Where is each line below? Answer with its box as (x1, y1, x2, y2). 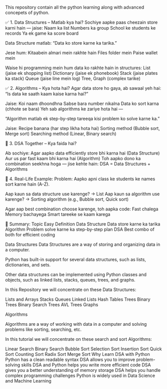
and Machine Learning (5, 378, 51, 383)
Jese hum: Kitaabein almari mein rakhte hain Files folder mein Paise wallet (5, 50, 158, 56)
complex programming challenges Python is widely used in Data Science (5, 372, 155, 378)
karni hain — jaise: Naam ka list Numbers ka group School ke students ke (5, 25, 156, 31)
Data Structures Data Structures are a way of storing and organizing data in (5, 241, 160, 247)
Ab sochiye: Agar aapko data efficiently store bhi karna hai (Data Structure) (5, 150, 160, 156)
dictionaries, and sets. (5, 262, 51, 268)
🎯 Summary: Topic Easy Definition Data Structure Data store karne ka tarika (5, 221, 160, 227)
